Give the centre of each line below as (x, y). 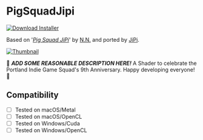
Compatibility (32, 95)
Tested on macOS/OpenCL (48, 116)
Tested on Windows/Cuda (47, 123)
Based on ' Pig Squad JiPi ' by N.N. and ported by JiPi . (73, 39)
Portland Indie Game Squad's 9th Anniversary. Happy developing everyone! (101, 69)
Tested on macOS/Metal (45, 110)
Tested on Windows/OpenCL (51, 130)
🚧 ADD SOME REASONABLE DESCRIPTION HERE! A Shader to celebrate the (101, 63)
